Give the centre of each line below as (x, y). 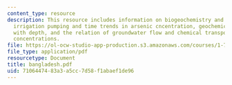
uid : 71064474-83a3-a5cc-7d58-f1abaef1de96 (71, 71)
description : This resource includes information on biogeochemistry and (116, 20)
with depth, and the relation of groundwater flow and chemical (108, 33)
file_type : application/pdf (48, 52)
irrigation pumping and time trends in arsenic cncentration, (105, 26)
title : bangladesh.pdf (40, 64)
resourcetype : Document (41, 58)
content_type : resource (41, 13)
